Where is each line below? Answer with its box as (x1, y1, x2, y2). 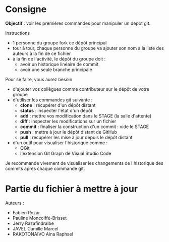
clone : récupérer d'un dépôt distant (20, 102, 96, 108)
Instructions (5, 30, 30, 36)
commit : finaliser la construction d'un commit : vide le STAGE (20, 124, 149, 130)
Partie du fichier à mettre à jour (5, 183, 138, 195)
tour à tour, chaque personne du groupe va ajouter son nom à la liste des (12, 45, 164, 51)
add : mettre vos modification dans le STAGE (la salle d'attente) (20, 112, 152, 119)
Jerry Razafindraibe (12, 220, 54, 226)
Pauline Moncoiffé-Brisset (12, 215, 67, 221)
